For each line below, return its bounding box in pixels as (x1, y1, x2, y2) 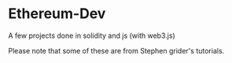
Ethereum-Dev (8, 5, 106, 23)
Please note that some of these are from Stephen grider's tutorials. (8, 46, 225, 55)
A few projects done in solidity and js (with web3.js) (8, 31, 175, 40)
